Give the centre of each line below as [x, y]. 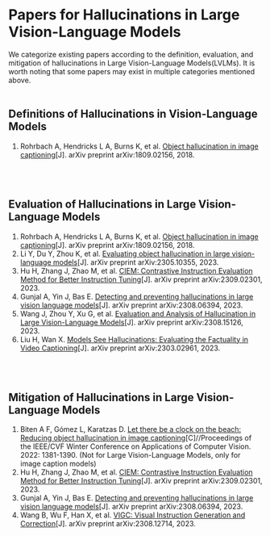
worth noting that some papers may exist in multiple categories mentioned [132, 71]
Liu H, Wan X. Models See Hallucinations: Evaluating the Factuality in [134, 339]
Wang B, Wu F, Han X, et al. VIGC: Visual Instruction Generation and [133, 515]
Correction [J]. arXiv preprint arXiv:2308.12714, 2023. [108, 524]
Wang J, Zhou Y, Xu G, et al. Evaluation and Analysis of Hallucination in [138, 313]
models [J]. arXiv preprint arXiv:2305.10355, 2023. [136, 262]
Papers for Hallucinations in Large [124, 15]
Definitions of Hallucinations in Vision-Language [133, 114]
